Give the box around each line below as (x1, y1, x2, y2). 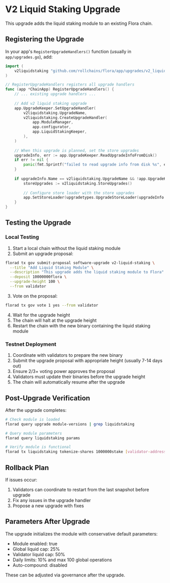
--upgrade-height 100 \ (10, 279, 60, 284)
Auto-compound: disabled (12, 562, 67, 568)
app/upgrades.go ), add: (5, 54, 53, 60)
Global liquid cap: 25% (12, 546, 60, 552)
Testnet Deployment (5, 341, 57, 348)
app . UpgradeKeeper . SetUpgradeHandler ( (14, 105, 96, 111)
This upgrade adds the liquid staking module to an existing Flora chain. (5, 20, 153, 26)
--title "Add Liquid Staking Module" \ (10, 265, 94, 270)
